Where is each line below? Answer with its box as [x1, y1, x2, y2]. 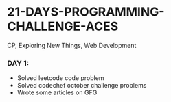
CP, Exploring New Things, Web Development [7, 41, 137, 49]
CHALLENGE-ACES [7, 18, 119, 34]
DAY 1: [7, 58, 30, 68]
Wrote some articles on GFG [16, 88, 98, 97]
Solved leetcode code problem [16, 74, 104, 82]
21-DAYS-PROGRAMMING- [7, 4, 165, 20]
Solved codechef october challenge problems [16, 81, 147, 90]
